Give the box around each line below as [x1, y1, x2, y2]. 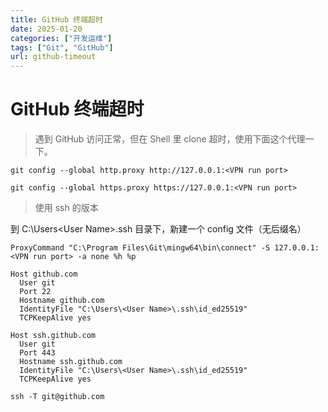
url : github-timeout [10, 52, 97, 62]
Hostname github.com [19, 296, 105, 306]
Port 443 [19, 348, 56, 358]
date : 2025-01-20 [10, 24, 83, 34]
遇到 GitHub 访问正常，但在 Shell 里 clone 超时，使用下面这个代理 [34, 133, 306, 145]
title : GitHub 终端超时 [10, 14, 103, 25]
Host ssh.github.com [10, 331, 97, 341]
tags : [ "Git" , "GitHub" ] [10, 42, 114, 53]
